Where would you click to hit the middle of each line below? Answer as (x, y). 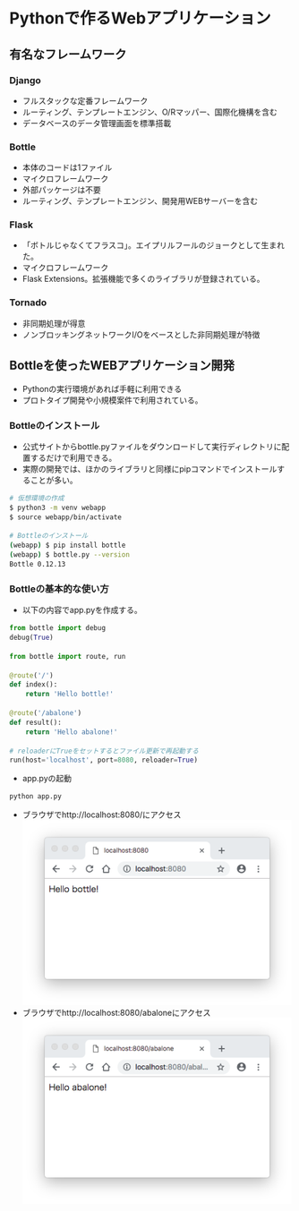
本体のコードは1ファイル (67, 167)
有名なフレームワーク (68, 54)
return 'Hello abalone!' (72, 732)
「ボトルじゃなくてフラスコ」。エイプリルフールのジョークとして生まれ (153, 245)
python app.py (36, 797)
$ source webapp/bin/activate (66, 517)
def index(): (34, 685)
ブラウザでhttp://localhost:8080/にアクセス (102, 814)
